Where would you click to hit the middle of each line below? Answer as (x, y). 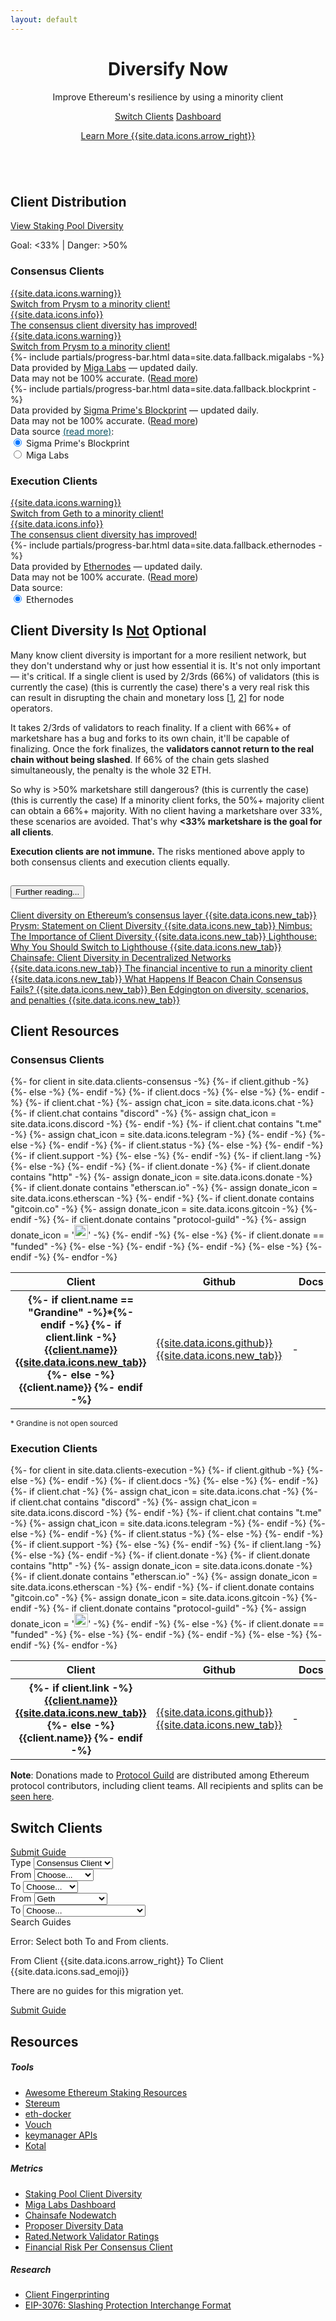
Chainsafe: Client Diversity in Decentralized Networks (121, 957)
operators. (31, 708)
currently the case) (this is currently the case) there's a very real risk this (160, 687)
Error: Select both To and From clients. (90, 1942)
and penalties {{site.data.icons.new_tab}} (95, 1000)
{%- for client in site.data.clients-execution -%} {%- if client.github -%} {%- (167, 1470)
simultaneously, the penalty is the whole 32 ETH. (111, 770)
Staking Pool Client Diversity (83, 2193)
